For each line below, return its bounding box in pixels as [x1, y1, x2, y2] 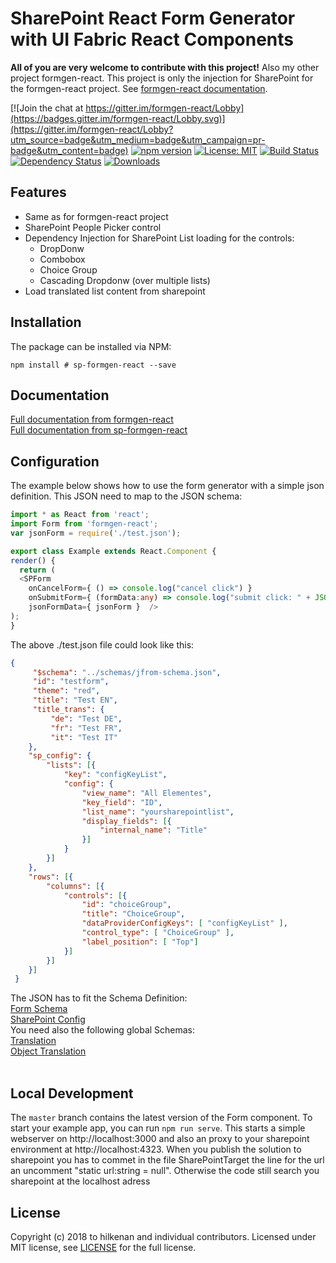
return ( [19, 565, 56, 575]
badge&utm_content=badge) [10, 144, 129, 156]
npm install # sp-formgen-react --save [10, 360, 177, 370]
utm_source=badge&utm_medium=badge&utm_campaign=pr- [10, 133, 266, 146]
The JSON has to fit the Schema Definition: [10, 992, 188, 1004]
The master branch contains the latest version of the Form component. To [10, 1112, 313, 1124]
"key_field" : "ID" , [81, 797, 163, 807]
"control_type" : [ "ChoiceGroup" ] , [81, 928, 235, 938]
